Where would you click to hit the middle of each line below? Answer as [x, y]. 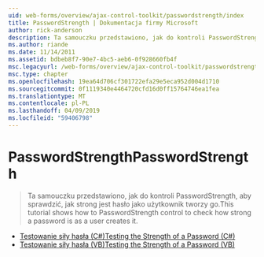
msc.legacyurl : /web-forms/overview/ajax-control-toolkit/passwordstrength [135, 67]
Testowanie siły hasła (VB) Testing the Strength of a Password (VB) [127, 244]
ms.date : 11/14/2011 [42, 52]
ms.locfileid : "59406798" [50, 118]
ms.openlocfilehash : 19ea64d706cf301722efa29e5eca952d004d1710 [114, 81]
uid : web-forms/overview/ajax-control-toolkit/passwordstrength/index [126, 15]
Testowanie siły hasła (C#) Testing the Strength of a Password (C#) [127, 236]
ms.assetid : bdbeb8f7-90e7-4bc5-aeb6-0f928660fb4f [93, 60]
